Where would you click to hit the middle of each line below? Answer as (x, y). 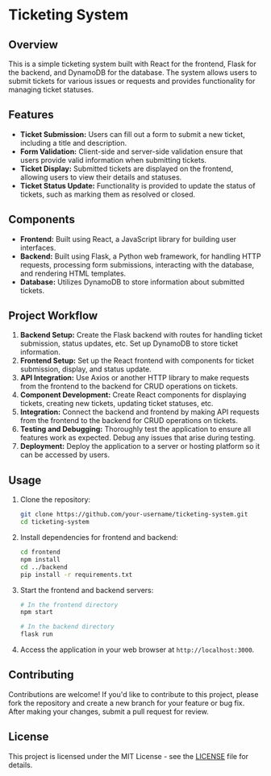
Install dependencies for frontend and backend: (99, 537)
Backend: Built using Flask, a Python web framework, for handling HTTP (140, 256)
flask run (37, 634)
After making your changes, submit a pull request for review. (108, 712)
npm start (37, 612)
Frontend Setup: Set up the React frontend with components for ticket (137, 361)
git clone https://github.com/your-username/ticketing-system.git (134, 515)
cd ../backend (44, 567)
